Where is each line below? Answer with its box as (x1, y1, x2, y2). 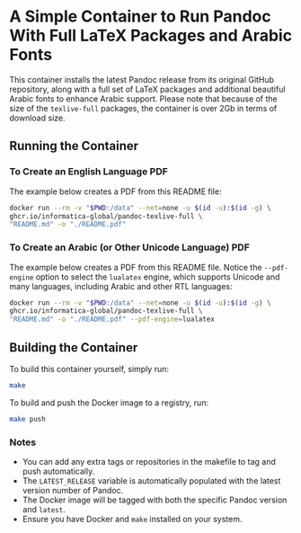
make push (9, 414, 47, 423)
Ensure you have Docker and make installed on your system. (22, 514, 243, 525)
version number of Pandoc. (22, 485, 124, 496)
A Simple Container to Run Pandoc (9, 6, 271, 27)
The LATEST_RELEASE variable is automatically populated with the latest (22, 475, 281, 486)
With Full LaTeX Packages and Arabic (9, 25, 293, 46)
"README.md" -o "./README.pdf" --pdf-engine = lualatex (9, 315, 216, 324)
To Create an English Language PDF (9, 165, 168, 178)
